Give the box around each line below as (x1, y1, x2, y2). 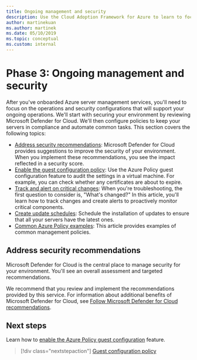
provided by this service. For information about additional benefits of (6, 291, 172, 298)
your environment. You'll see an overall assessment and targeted (6, 267, 163, 274)
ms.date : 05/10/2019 (6, 31, 57, 36)
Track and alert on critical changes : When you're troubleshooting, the (14, 184, 183, 191)
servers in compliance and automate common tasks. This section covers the (6, 123, 191, 130)
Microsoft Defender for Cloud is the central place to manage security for (6, 261, 181, 268)
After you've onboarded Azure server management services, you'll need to (6, 98, 187, 106)
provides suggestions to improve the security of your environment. (14, 147, 176, 154)
